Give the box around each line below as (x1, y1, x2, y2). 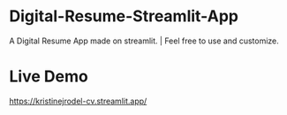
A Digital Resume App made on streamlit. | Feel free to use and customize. (9, 35, 280, 46)
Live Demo (9, 66, 88, 87)
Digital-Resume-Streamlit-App (9, 6, 238, 27)
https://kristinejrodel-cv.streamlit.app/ (9, 96, 147, 106)
